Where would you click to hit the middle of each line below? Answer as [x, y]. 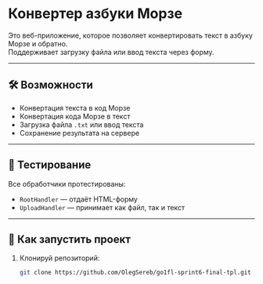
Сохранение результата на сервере [79, 133]
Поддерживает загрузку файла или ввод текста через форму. [111, 52]
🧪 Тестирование [50, 165]
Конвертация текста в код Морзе [75, 107]
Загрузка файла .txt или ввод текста [81, 124]
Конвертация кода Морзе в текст [75, 116]
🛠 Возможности [51, 85]
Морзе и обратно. [38, 43]
